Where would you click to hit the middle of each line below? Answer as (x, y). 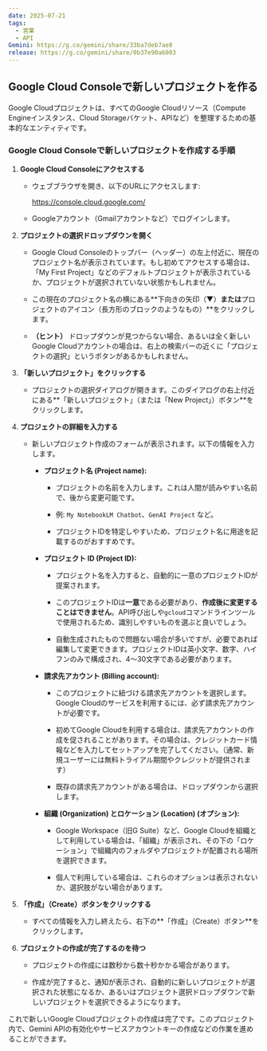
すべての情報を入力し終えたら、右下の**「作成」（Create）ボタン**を (145, 921)
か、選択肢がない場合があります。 (111, 888)
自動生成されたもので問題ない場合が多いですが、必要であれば (157, 640)
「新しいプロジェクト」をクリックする (82, 373)
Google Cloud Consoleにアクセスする (82, 169)
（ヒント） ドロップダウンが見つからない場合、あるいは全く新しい (141, 337)
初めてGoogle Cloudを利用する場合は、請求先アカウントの (151, 730)
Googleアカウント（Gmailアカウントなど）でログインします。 (133, 218)
